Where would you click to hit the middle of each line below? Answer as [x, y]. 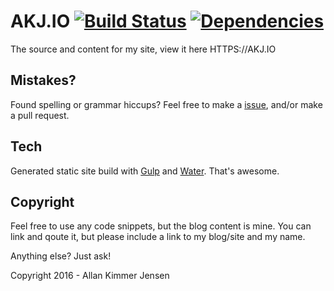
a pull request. [40, 115]
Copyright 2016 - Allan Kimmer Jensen [90, 276]
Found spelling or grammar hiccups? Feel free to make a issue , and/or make [166, 104]
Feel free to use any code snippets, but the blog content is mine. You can [161, 226]
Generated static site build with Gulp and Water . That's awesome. [145, 171]
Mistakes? [43, 80]
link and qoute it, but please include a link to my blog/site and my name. [158, 237]
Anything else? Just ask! [61, 256]
